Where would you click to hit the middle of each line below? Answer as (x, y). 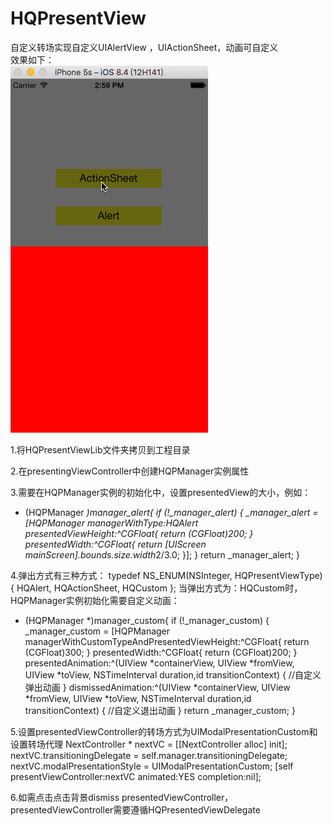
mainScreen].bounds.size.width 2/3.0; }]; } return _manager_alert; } (162, 554)
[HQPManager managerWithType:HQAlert (111, 523)
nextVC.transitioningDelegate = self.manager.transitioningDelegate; (149, 755)
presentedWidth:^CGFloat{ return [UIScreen (115, 544)
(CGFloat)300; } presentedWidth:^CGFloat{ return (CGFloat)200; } (161, 652)
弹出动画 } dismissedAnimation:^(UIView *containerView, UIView (157, 687)
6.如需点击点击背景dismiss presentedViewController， (122, 797)
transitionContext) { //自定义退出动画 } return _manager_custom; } (160, 710)
